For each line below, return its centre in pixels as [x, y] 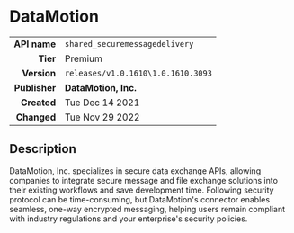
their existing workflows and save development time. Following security [142, 190]
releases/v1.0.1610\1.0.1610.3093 [138, 73]
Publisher [35, 87]
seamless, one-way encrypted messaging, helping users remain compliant [147, 209]
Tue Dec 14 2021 [102, 103]
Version [39, 73]
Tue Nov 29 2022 [102, 117]
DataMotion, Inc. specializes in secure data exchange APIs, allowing [135, 170]
